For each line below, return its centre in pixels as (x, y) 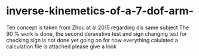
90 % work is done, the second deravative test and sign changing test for (97, 33)
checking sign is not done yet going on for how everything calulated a (92, 40)
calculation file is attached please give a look (62, 46)
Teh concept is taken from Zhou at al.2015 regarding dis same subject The (98, 27)
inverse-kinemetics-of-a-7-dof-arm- (100, 11)
